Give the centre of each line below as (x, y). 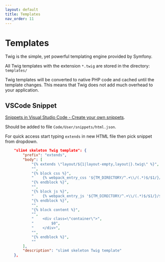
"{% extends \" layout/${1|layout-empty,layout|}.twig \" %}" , (95, 164)
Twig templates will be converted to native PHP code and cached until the (80, 80)
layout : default (22, 10)
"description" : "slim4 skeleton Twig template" (72, 251)
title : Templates (23, 14)
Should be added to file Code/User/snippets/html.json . (61, 127)
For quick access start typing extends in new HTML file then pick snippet (79, 136)
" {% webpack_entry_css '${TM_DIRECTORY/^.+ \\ (83, 178)
